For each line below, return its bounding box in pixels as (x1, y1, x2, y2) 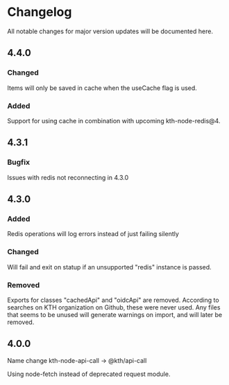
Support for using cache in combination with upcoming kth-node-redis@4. (7, 116, 221, 125)
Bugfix (7, 157, 30, 167)
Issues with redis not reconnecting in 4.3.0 (7, 173, 129, 181)
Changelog (7, 4, 72, 20)
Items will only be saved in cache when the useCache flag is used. (7, 84, 198, 92)
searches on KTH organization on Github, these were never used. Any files (7, 303, 221, 312)
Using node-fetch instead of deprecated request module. (7, 370, 171, 378)
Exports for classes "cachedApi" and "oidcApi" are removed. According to (7, 296, 220, 304)
